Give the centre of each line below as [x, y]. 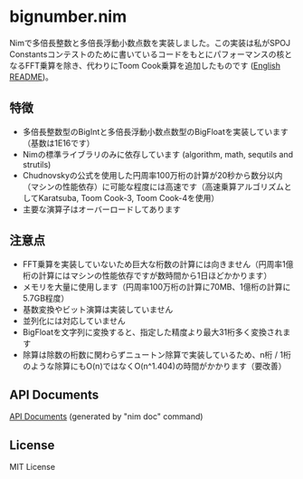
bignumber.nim [68, 17]
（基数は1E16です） [58, 143]
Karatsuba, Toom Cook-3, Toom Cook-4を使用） [129, 197]
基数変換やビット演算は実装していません [98, 309]
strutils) [37, 164]
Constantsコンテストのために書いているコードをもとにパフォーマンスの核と [151, 54]
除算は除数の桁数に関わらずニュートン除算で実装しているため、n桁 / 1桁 [156, 354]
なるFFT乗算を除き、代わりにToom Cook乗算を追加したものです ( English [145, 65]
